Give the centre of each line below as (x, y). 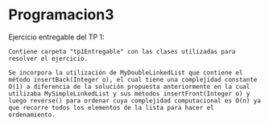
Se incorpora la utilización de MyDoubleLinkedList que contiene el (126, 73)
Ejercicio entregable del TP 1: (56, 37)
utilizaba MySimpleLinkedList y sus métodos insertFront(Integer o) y (129, 94)
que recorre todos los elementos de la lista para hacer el (112, 107)
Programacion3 (61, 15)
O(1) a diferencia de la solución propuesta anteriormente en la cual (129, 87)
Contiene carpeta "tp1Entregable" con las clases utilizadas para (122, 51)
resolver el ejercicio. (48, 58)
